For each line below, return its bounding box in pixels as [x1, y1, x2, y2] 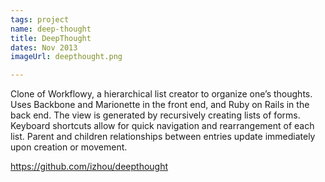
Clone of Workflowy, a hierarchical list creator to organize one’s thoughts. [10, 88, 313, 100]
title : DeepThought [10, 33, 92, 43]
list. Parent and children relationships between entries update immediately [10, 131, 316, 143]
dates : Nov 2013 [10, 42, 78, 53]
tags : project [10, 14, 70, 25]
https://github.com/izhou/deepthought [10, 161, 169, 173]
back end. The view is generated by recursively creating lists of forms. [10, 109, 301, 121]
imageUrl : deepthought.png [10, 52, 123, 62]
